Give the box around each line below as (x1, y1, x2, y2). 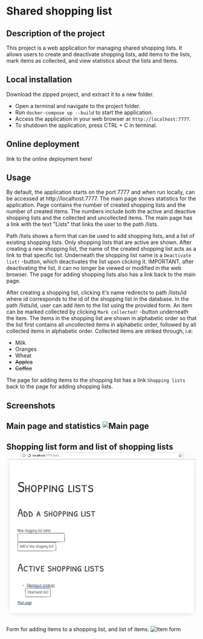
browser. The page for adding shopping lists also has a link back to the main (6, 271, 196, 278)
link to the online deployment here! (6, 155, 92, 162)
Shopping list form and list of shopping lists (6, 442, 173, 452)
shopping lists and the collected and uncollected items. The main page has (6, 214, 193, 222)
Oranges (14, 345, 37, 353)
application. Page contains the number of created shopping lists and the (6, 201, 186, 209)
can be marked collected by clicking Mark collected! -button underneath (6, 308, 189, 315)
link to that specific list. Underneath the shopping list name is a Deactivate (6, 252, 192, 259)
